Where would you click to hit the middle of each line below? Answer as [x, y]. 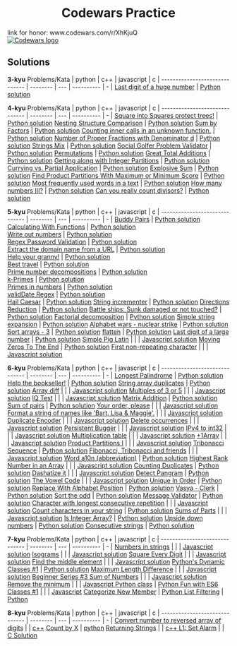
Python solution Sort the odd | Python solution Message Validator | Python [115, 495]
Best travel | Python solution [48, 264]
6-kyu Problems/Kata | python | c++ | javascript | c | [84, 368]
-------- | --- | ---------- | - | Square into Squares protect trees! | [124, 115]
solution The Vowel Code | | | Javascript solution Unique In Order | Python [115, 480]
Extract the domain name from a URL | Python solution [86, 249]
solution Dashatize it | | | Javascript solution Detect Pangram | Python [108, 473]
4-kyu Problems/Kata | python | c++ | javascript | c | [84, 108]
